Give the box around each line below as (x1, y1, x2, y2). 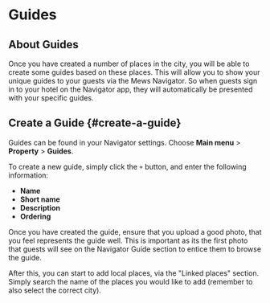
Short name (19, 194, 60, 204)
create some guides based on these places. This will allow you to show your (8, 68, 260, 77)
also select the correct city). (8, 285, 102, 295)
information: (8, 170, 49, 180)
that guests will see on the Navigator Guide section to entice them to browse (8, 244, 262, 254)
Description (19, 203, 60, 212)
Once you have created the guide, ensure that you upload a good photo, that (8, 227, 262, 236)
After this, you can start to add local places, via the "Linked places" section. (8, 268, 260, 278)
